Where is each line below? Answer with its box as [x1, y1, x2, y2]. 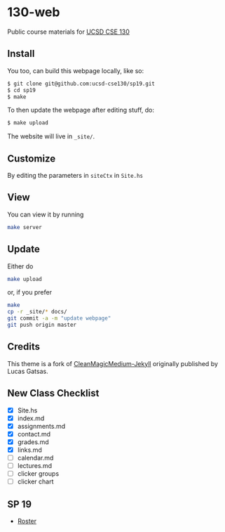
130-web [7, 4, 60, 20]
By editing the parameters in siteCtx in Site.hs [7, 171, 144, 180]
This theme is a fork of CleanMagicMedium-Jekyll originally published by [7, 359, 219, 368]
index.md [17, 414, 45, 422]
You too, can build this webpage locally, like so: [7, 66, 144, 74]
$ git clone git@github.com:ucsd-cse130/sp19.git [7, 80, 156, 87]
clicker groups [17, 469, 60, 478]
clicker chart [17, 477, 54, 486]
